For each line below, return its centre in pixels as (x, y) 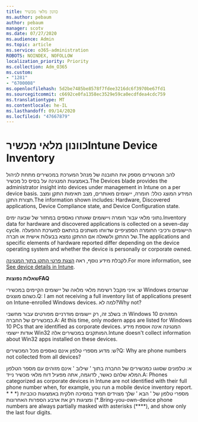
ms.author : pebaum (29, 17)
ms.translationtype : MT (36, 100)
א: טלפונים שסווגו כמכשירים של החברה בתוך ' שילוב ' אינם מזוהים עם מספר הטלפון (99, 369)
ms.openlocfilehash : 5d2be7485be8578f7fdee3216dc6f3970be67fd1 (86, 89)
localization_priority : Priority (47, 61)
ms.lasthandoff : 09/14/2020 (41, 111)
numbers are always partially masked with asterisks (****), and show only (96, 406)
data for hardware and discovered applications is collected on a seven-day (98, 224)
